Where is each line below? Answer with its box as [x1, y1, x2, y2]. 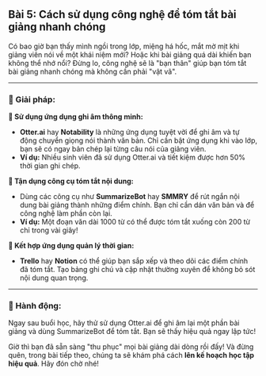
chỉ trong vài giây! [19, 225, 78, 235]
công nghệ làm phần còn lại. [19, 209, 112, 218]
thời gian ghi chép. [19, 161, 81, 171]
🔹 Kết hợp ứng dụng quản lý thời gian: [8, 241, 135, 251]
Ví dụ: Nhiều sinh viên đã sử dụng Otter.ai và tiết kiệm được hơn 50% [19, 152, 246, 163]
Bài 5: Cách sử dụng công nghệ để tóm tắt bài [8, 8, 237, 21]
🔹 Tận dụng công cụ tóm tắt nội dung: [8, 176, 134, 186]
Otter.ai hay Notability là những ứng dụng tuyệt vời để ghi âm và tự [19, 128, 240, 137]
